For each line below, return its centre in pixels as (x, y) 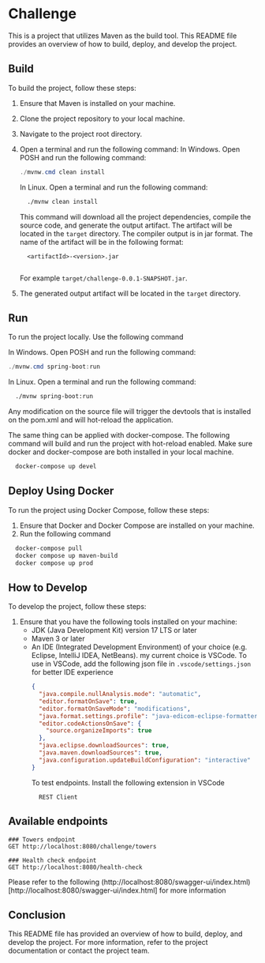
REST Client (58, 797)
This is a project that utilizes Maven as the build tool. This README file (123, 36)
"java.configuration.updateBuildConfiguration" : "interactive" (144, 760)
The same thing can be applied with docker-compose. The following (119, 435)
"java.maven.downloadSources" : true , (101, 753)
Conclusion (37, 914)
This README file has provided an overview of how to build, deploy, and (125, 934)
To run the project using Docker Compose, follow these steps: (109, 510)
